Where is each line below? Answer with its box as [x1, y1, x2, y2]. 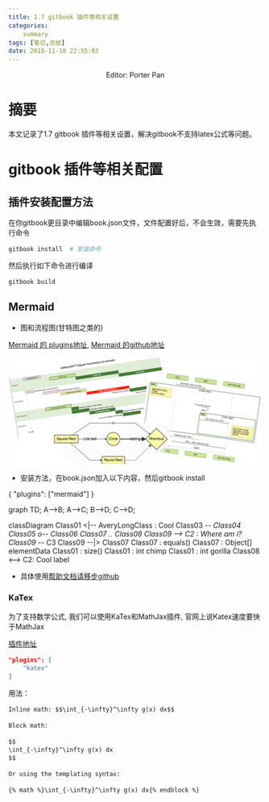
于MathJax [8, 621, 44, 631]
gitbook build [8, 278, 56, 286]
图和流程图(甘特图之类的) [19, 323, 104, 332]
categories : [8, 21, 48, 30]
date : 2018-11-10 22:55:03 [8, 47, 99, 56]
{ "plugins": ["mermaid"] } [8, 489, 94, 499]
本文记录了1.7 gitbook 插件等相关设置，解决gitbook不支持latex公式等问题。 [8, 129, 256, 139]
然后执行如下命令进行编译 [8, 261, 93, 270]
